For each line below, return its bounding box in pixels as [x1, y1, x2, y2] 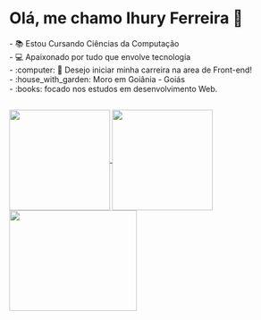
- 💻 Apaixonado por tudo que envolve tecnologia [9, 51, 191, 62]
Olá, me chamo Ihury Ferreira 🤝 [9, 8, 244, 29]
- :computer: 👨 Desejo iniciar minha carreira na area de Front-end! [9, 64, 253, 75]
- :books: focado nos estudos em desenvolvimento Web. [9, 83, 218, 94]
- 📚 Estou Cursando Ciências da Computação [9, 38, 180, 48]
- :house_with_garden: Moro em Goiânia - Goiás [9, 73, 186, 84]
